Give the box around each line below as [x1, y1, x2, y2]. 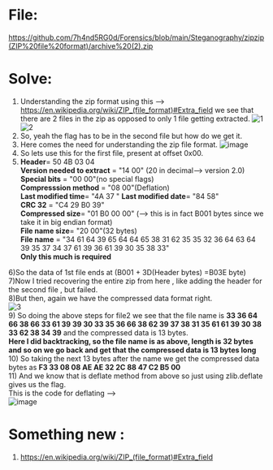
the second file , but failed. [8, 284, 98, 294]
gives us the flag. [8, 379, 67, 389]
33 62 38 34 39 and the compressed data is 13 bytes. [8, 327, 188, 338]
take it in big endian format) [19, 217, 113, 226]
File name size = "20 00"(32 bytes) [19, 226, 138, 235]
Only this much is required [19, 252, 112, 261]
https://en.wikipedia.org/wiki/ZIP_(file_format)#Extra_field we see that [19, 105, 254, 114]
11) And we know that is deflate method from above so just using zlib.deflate [8, 371, 263, 381]
